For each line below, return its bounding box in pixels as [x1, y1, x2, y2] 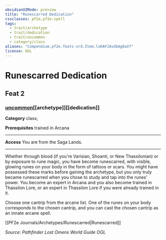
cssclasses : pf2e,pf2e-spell [5, 16, 65, 21]
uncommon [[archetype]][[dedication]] [5, 104, 100, 111]
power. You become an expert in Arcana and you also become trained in [5, 180, 152, 186]
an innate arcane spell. [5, 210, 51, 216]
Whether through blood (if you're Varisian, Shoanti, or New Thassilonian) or [5, 154, 159, 160]
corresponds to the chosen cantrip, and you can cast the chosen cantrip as [5, 205, 159, 211]
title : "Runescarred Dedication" [5, 12, 74, 17]
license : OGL [5, 48, 32, 53]
